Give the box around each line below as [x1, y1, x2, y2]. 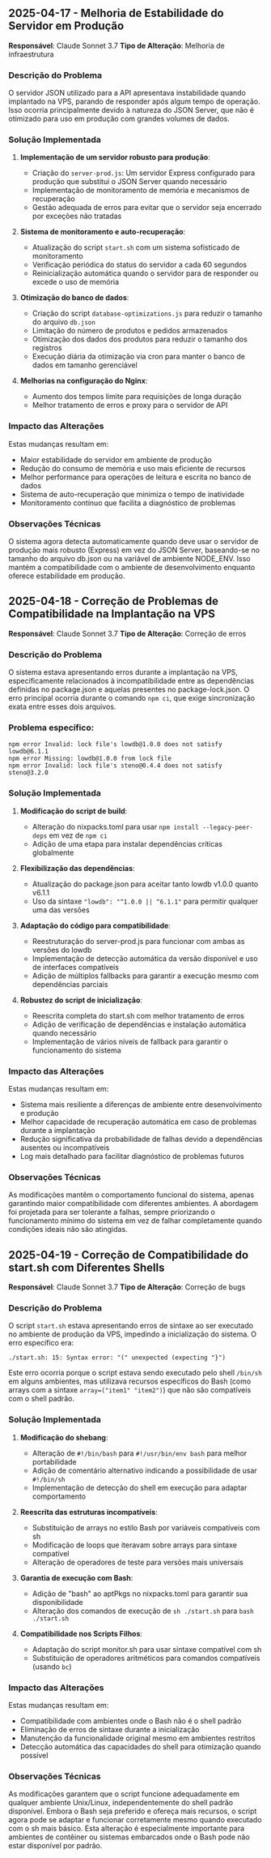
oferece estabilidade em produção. [8, 571, 125, 581]
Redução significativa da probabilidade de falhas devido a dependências [19, 1135, 263, 1144]
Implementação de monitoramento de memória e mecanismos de [32, 186, 250, 195]
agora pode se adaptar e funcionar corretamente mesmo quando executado [8, 1815, 262, 1825]
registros [32, 343, 62, 353]
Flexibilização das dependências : [19, 863, 135, 873]
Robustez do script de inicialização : [19, 995, 143, 1005]
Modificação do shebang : [19, 1432, 108, 1442]
